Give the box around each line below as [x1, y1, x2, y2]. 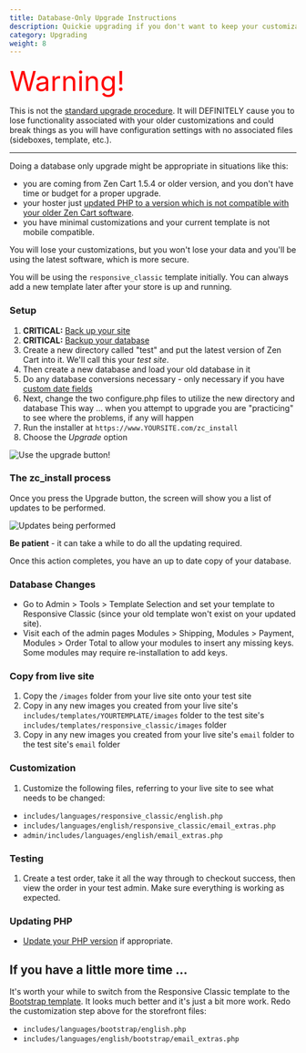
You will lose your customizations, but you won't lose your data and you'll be [9, 244, 297, 255]
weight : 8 [9, 38, 47, 48]
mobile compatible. [22, 227, 96, 238]
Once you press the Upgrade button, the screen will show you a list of [9, 492, 271, 503]
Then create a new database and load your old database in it [22, 364, 250, 375]
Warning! [9, 64, 126, 98]
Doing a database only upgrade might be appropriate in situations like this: [9, 160, 289, 171]
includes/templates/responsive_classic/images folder [22, 719, 228, 730]
